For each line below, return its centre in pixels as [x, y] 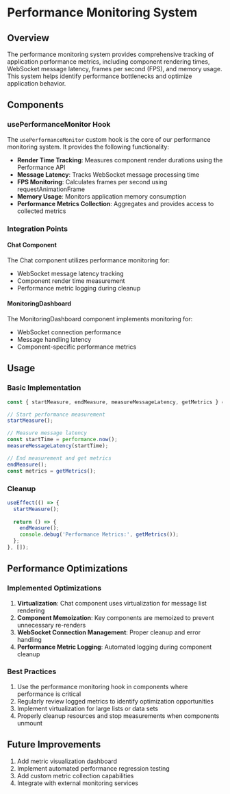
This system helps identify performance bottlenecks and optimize [100, 76]
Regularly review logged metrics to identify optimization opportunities [115, 701]
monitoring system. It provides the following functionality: [88, 147]
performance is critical [49, 694]
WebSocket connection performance [69, 332]
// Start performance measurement [56, 414]
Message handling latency [54, 340]
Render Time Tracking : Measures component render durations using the [120, 160]
